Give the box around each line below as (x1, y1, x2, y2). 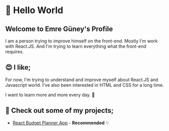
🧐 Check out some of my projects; (5, 106, 114, 115)
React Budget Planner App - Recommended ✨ (12, 119, 110, 125)
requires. (5, 49, 24, 54)
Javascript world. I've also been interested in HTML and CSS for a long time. (5, 82, 164, 88)
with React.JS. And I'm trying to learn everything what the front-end (5, 43, 146, 49)
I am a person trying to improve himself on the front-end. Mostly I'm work (5, 38, 158, 44)
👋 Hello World (5, 5, 64, 16)
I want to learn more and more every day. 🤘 (5, 92, 95, 98)
